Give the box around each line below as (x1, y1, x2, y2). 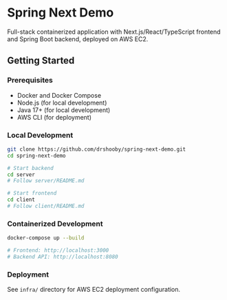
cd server (7, 171, 36, 178)
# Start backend (7, 164, 54, 171)
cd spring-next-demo (7, 152, 67, 159)
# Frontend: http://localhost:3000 (7, 247, 109, 254)
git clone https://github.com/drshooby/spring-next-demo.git (7, 146, 186, 153)
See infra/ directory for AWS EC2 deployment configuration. (7, 286, 181, 294)
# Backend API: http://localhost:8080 (7, 253, 118, 260)
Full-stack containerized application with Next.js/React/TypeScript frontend (7, 28, 221, 36)
